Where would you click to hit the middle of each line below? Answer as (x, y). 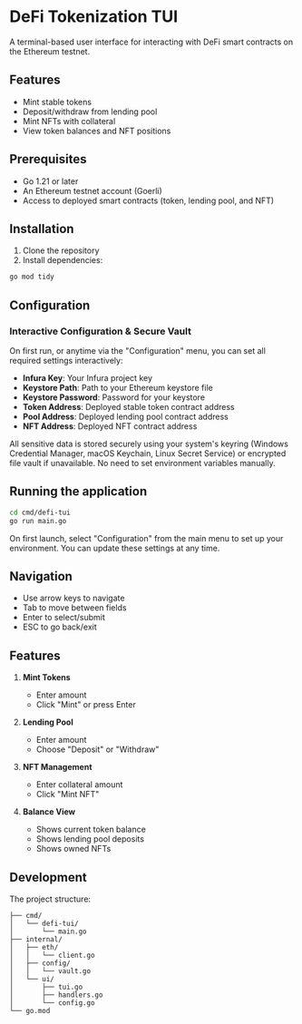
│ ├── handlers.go (56, 995)
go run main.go (38, 521)
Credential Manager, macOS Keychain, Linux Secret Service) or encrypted (148, 453)
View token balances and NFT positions (97, 131)
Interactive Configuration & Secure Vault (101, 331)
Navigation (41, 576)
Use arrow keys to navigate (73, 598)
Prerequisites (48, 159)
